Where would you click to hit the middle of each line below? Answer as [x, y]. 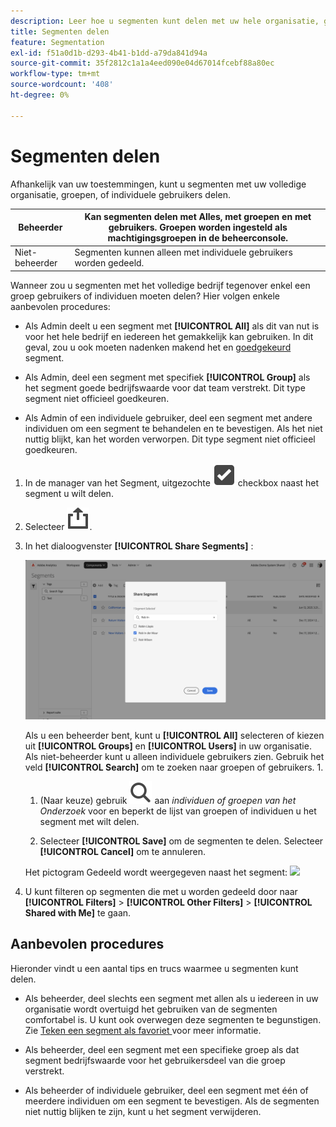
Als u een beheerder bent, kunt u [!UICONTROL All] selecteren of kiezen [174, 735]
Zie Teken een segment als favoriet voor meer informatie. [143, 1030]
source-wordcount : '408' [62, 85]
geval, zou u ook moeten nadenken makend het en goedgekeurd [158, 347]
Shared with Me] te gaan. [78, 912]
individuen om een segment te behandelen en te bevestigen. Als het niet [173, 428]
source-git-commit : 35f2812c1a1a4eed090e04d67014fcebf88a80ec [142, 63]
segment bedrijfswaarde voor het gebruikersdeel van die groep [155, 1060]
